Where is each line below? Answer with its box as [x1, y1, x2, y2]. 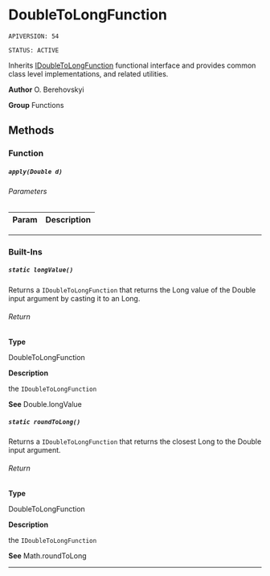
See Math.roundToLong [8, 551, 87, 561]
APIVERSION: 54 [8, 32, 59, 40]
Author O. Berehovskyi [8, 85, 84, 94]
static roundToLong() [8, 417, 81, 426]
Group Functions [8, 100, 64, 110]
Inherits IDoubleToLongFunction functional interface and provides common [8, 60, 256, 70]
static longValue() [8, 266, 74, 275]
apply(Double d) [8, 168, 63, 176]
